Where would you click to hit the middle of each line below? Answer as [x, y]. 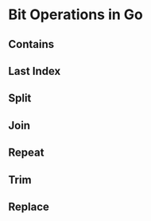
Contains [31, 44]
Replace [29, 206]
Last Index [35, 71]
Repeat [26, 153]
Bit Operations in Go [75, 15]
